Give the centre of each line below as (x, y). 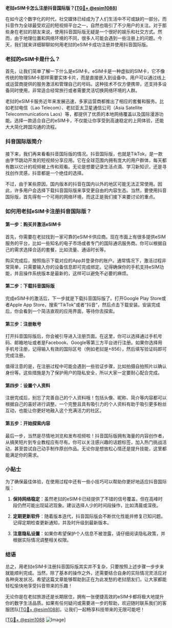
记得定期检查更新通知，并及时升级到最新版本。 (62, 522)
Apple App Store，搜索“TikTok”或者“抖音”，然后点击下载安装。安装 (81, 305)
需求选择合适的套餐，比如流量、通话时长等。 (61, 249)
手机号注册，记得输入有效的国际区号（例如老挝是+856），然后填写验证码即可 (86, 349)
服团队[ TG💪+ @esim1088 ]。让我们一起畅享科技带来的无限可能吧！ (75, 610)
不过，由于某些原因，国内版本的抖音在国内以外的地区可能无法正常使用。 (81, 184)
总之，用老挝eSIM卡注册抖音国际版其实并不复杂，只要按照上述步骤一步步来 (85, 566)
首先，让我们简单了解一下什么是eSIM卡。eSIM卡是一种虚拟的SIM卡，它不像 (85, 71)
